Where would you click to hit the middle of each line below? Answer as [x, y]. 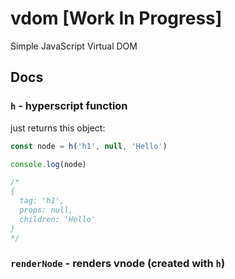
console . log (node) [48, 164]
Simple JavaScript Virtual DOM [74, 46]
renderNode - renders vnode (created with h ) [118, 264]
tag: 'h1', [42, 201]
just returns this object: [58, 128]
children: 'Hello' [58, 219]
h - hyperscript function [69, 106]
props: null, [46, 210]
